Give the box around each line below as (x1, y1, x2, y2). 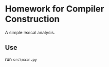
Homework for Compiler (5, 3, 105, 14)
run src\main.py (5, 56, 37, 62)
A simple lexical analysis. (5, 29, 55, 35)
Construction (5, 13, 60, 25)
